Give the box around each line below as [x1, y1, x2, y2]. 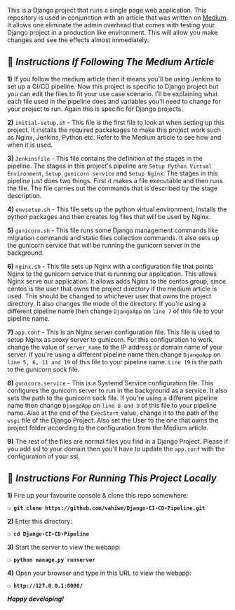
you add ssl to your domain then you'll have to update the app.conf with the [7, 444, 225, 453]
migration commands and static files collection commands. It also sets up [7, 233, 220, 241]
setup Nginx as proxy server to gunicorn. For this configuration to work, [7, 335, 215, 343]
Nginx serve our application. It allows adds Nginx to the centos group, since [7, 277, 227, 285]
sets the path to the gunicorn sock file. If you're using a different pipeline [7, 393, 218, 402]
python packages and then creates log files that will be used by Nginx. [7, 212, 211, 220]
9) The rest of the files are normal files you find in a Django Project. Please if [7, 437, 229, 445]
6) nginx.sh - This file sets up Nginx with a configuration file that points [7, 262, 214, 270]
